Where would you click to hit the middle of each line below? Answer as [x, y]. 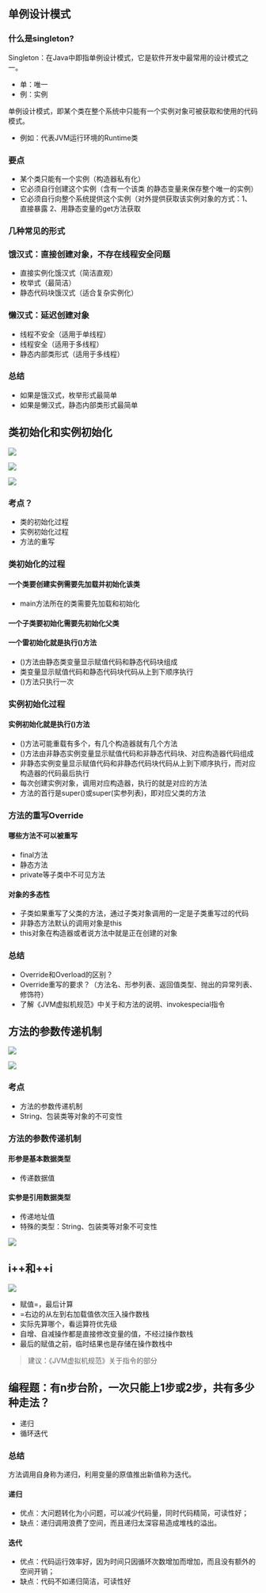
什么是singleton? [41, 39]
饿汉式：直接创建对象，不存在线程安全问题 [89, 254]
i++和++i [30, 1269]
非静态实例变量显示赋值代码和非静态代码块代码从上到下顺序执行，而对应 [137, 763]
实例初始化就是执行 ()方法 [49, 724]
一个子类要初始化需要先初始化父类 [64, 623]
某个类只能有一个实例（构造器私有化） [82, 179]
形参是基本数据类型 [40, 1159]
